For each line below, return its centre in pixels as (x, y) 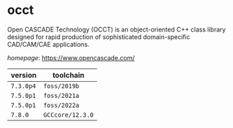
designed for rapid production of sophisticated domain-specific (99, 36)
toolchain (69, 75)
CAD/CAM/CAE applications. (48, 44)
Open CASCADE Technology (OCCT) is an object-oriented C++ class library (116, 29)
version (24, 75)
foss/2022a (61, 105)
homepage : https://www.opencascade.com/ (71, 57)
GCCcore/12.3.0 (68, 115)
